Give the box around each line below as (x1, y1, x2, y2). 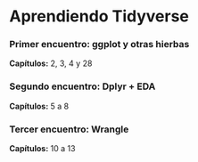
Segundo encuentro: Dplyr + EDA (9, 80, 156, 93)
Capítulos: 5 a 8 (9, 101, 70, 111)
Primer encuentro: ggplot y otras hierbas (9, 38, 190, 51)
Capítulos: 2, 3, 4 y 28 (9, 58, 93, 69)
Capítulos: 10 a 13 (9, 143, 76, 154)
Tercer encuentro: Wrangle (9, 123, 129, 135)
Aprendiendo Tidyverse (9, 6, 189, 27)
